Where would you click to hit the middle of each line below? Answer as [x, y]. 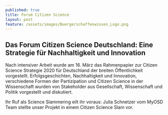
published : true [22, 10]
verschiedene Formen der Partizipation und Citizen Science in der [74, 81]
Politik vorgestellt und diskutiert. [39, 92]
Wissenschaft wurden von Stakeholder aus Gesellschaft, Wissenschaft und [84, 87]
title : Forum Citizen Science [37, 15]
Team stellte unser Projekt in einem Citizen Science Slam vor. [69, 107]
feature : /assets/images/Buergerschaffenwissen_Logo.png [67, 24]
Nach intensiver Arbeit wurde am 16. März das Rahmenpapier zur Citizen [81, 65]
